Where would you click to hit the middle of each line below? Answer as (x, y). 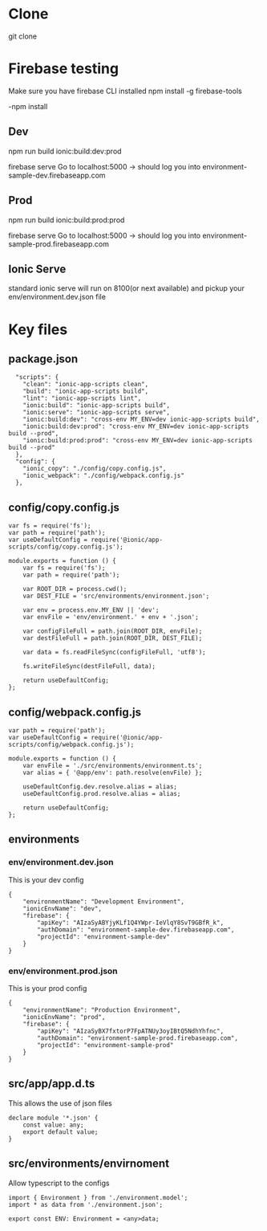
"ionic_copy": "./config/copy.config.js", (95, 469)
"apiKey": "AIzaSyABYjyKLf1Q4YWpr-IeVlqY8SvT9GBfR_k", (131, 923)
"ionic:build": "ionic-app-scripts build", (97, 406)
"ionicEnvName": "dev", (63, 908)
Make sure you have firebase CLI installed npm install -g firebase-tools (125, 91)
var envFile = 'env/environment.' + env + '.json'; (111, 618)
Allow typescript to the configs (59, 1183)
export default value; (61, 1132)
